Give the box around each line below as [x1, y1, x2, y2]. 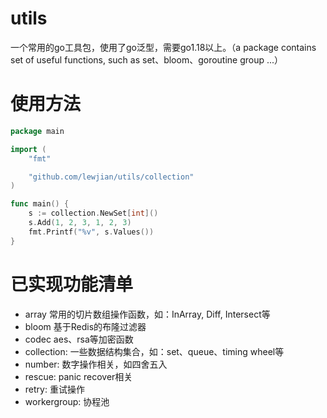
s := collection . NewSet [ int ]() [28, 208, 159, 219]
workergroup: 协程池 [24, 395, 110, 407]
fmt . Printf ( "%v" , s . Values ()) [28, 227, 155, 237]
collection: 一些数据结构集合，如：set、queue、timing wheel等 [24, 345, 285, 357]
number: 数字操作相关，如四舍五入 [24, 358, 168, 370]
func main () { [10, 199, 70, 209]
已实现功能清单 [10, 273, 134, 296]
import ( [10, 144, 47, 154]
